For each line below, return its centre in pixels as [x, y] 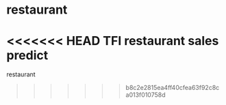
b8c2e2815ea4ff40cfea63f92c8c [173, 88]
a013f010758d [146, 95]
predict [27, 56]
